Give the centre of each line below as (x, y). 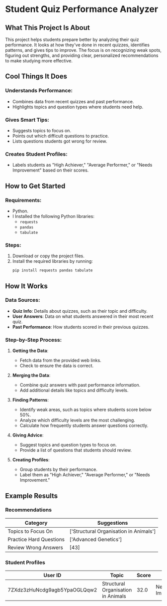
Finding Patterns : (30, 400)
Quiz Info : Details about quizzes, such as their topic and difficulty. (80, 311)
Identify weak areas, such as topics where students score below (85, 409)
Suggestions (113, 523)
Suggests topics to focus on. (42, 130)
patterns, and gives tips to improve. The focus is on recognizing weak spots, (83, 50)
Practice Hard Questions (36, 539)
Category (36, 523)
